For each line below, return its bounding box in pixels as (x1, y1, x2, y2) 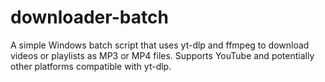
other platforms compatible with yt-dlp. (10, 60, 172, 72)
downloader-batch (10, 6, 169, 29)
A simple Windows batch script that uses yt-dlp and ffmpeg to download (10, 39, 310, 51)
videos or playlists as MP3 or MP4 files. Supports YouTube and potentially (10, 49, 315, 61)
